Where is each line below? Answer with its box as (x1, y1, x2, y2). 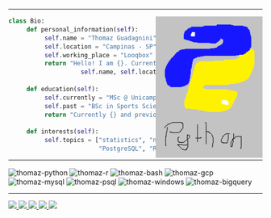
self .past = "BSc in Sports (44, 102, 139, 110)
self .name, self (80, 68, 135, 77)
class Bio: (8, 17, 45, 25)
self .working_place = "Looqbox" (44, 51, 153, 59)
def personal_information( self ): (26, 25, 139, 33)
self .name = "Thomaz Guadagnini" (44, 34, 157, 42)
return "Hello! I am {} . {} (44, 60, 215, 68)
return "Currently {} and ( (44, 111, 215, 119)
